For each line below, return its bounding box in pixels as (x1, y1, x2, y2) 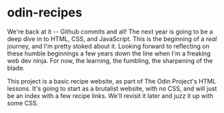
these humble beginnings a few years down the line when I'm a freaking (7, 49, 211, 58)
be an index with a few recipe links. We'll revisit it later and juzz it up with (7, 91, 214, 100)
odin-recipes (7, 5, 82, 21)
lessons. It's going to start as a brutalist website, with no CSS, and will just (7, 84, 218, 92)
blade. (7, 64, 25, 72)
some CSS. (7, 99, 39, 107)
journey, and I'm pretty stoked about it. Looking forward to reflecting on (7, 42, 210, 50)
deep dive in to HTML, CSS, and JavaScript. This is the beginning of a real (7, 34, 217, 42)
